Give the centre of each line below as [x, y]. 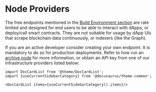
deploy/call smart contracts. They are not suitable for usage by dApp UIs [78, 33]
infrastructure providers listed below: [42, 63]
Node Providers [37, 9]
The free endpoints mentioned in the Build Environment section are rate [77, 22]
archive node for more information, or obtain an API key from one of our [77, 57]
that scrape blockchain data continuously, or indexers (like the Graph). [76, 38]
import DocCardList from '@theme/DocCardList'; [55, 72]
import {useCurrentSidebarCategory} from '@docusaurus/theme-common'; [78, 76]
